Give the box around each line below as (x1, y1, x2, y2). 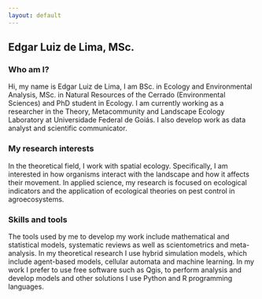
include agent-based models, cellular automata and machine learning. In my (8, 257, 254, 266)
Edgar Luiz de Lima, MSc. (8, 41, 135, 54)
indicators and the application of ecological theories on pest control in (8, 186, 235, 195)
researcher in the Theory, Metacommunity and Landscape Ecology (8, 107, 225, 116)
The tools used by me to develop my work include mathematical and (8, 232, 230, 241)
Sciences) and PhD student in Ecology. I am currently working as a (8, 99, 224, 108)
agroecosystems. (8, 194, 65, 204)
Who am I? (8, 64, 50, 75)
